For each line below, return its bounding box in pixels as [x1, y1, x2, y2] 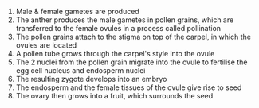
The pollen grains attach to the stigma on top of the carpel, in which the [15, 32, 251, 41]
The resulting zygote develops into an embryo [15, 75, 167, 83]
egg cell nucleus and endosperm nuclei [15, 66, 146, 75]
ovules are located [15, 40, 77, 50]
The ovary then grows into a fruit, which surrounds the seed [15, 91, 214, 100]
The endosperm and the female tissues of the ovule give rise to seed [15, 83, 242, 92]
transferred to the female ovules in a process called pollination [15, 24, 222, 33]
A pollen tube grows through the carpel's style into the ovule [15, 49, 215, 58]
